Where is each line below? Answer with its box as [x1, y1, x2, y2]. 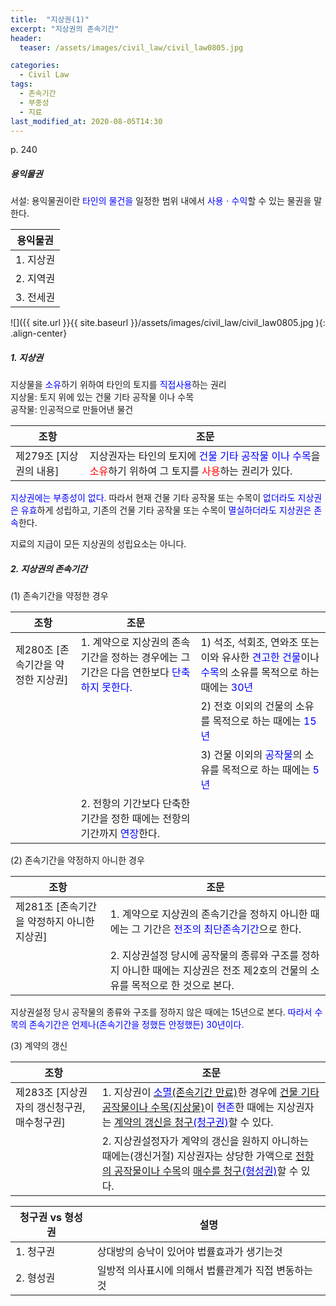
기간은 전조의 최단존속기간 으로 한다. [143, 922, 302, 936]
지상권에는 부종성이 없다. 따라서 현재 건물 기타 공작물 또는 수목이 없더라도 [10, 492, 296, 504]
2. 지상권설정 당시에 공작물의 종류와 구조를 [109, 949, 299, 963]
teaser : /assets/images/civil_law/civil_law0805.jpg [19, 42, 244, 53]
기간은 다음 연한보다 [80, 666, 170, 680]
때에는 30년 [200, 681, 254, 695]
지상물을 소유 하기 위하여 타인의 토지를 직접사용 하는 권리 [10, 379, 227, 391]
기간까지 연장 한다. [80, 827, 160, 841]
